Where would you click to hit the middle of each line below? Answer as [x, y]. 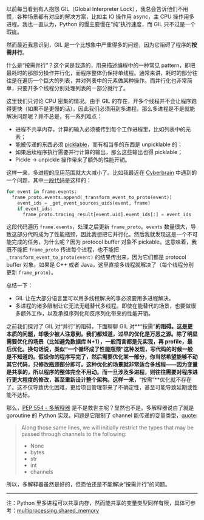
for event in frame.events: [42, 192]
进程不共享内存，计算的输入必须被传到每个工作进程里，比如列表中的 [100, 129]
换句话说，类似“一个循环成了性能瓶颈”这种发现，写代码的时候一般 [110, 350]
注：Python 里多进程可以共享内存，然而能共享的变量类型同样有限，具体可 [98, 503]
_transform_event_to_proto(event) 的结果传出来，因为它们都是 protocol [96, 257]
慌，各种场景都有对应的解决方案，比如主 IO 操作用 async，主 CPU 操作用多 [100, 16]
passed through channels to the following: [74, 434]
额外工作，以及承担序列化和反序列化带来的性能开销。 [87, 314]
